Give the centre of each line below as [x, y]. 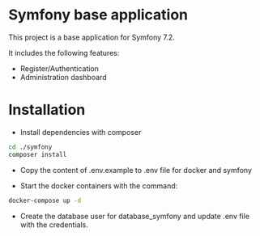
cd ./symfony [30, 147]
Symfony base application [98, 15]
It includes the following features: [64, 53]
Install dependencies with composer [81, 132]
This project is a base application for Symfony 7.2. [92, 37]
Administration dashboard [63, 77]
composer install [38, 154]
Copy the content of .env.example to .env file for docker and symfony [136, 170]
